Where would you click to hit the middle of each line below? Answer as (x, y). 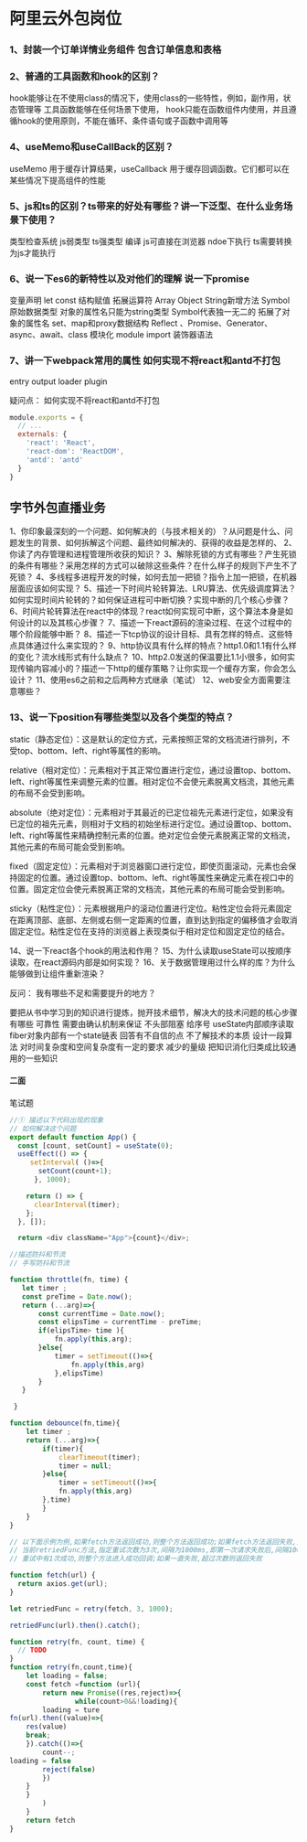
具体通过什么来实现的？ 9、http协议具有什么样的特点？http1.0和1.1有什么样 (157, 646)
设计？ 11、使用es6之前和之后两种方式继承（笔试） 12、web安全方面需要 (146, 680)
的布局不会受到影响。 (49, 793)
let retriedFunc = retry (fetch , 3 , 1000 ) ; (91, 1609)
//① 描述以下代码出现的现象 (57, 1120)
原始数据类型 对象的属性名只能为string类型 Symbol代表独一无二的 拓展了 (146, 312)
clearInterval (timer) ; (77, 1205)
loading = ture (71, 1710)
